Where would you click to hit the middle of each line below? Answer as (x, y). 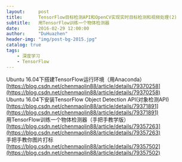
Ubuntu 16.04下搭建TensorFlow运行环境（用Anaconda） (75, 79)
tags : (13, 51)
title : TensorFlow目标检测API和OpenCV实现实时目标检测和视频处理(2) (92, 17)
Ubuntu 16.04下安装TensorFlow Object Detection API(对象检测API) (88, 99)
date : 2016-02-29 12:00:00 (48, 28)
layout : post (28, 12)
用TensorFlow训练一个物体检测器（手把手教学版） (68, 119)
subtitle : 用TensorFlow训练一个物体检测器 (58, 23)
